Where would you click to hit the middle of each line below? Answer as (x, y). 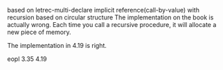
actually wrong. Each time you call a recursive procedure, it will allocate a (112, 25)
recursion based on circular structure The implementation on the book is (110, 17)
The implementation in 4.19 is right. (57, 45)
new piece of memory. (39, 32)
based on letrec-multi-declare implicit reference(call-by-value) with (103, 10)
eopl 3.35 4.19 (27, 59)
